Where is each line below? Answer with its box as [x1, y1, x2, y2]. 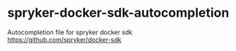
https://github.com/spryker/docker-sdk [7, 35, 122, 43]
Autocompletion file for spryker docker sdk [7, 28, 133, 36]
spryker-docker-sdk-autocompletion [7, 5, 230, 21]
